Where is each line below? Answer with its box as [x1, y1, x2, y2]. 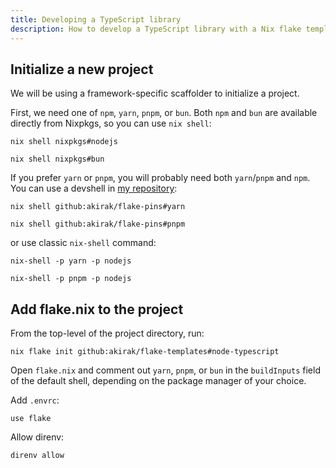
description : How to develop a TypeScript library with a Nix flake [10, 24, 302, 34]
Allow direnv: [10, 431, 65, 443]
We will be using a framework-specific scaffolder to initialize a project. [10, 87, 300, 100]
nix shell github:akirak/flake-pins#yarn [10, 202, 186, 212]
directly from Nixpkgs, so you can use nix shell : [10, 117, 212, 130]
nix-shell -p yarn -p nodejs [10, 256, 132, 266]
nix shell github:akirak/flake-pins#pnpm [10, 219, 186, 230]
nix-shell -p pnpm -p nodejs [10, 274, 132, 284]
